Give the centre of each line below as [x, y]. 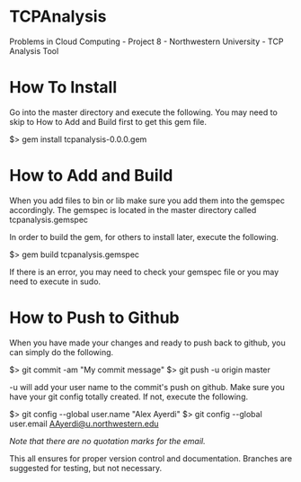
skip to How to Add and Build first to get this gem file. [108, 121]
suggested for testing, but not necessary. [86, 468]
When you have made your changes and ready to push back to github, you [147, 343]
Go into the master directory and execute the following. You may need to [144, 112]
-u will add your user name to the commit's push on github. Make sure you [147, 387]
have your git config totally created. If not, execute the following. [129, 397]
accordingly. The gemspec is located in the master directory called [133, 210]
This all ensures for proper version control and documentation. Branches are [151, 458]
